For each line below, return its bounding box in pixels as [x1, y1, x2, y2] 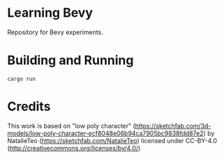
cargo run [7, 75, 36, 82]
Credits [7, 99, 51, 114]
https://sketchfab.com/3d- [135, 121, 211, 130]
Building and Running [7, 52, 134, 68]
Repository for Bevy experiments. [7, 28, 103, 36]
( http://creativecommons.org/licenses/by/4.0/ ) [7, 144, 141, 152]
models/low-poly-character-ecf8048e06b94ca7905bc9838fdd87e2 [7, 129, 204, 137]
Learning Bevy [7, 5, 93, 21]
